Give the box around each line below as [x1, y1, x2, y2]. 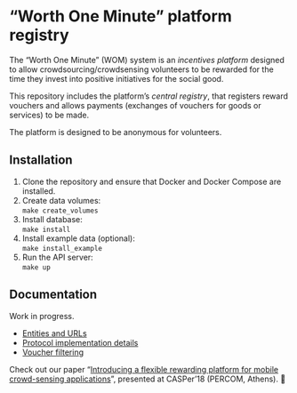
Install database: [21, 213, 83, 224]
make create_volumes [21, 206, 99, 215]
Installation [9, 153, 73, 168]
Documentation [9, 287, 98, 302]
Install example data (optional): [21, 233, 135, 244]
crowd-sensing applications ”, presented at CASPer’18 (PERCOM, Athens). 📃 [9, 373, 286, 384]
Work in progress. [9, 310, 75, 321]
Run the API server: [21, 252, 93, 262]
